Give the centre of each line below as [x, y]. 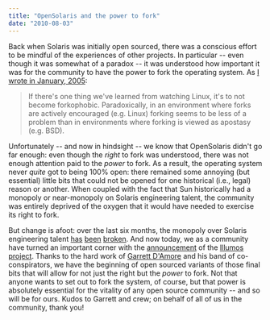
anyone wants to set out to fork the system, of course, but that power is [127, 281]
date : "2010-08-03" [41, 23]
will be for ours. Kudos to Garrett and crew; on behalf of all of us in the [125, 298]
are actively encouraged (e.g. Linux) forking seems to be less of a [137, 113]
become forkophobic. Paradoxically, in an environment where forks [139, 105]
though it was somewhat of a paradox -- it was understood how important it [134, 63]
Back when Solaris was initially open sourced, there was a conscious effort [133, 46]
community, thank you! [46, 307]
